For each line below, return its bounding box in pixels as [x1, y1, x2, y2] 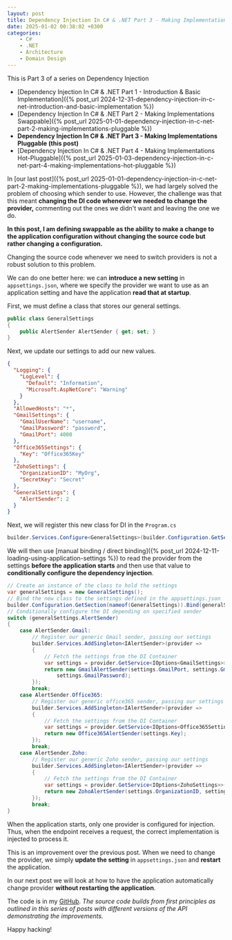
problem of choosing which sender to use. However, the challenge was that [7, 189, 222, 197]
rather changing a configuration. [7, 239, 103, 248]
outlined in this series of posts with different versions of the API [7, 904, 188, 912]
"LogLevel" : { [19, 373, 60, 380]
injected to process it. [7, 835, 69, 843]
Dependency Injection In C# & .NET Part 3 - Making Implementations [17, 132, 217, 140]
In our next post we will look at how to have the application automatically [7, 876, 214, 885]
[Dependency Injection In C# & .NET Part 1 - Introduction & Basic [17, 87, 201, 96]
